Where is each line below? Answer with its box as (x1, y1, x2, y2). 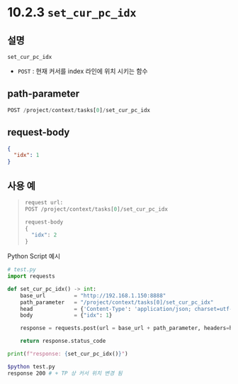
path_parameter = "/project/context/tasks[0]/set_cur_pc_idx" (20, 299, 214, 306)
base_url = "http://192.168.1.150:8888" (20, 292, 166, 299)
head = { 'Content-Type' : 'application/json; (20, 305, 192, 312)
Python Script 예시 (7, 252, 61, 260)
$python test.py (7, 363, 55, 370)
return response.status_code (20, 338, 106, 345)
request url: (24, 199, 64, 206)
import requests (7, 273, 55, 280)
